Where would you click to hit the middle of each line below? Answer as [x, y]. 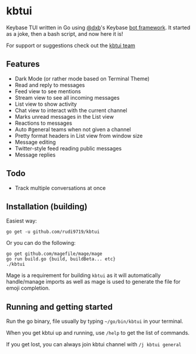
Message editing [35, 142]
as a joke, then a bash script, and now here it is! [65, 33]
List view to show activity [46, 104]
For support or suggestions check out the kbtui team [71, 45]
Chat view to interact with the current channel [71, 110]
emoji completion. [28, 288]
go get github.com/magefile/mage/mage [54, 254]
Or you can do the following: [41, 243]
